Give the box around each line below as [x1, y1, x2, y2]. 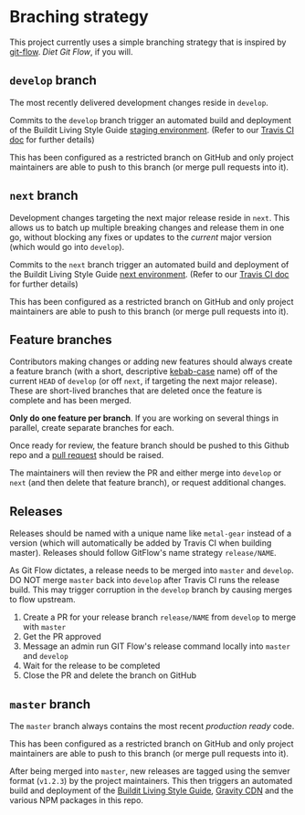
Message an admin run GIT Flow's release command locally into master [22, 641, 290, 652]
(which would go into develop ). [9, 241, 125, 252]
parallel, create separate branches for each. [9, 423, 175, 434]
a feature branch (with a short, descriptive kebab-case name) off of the [9, 366, 279, 377]
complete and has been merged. [9, 395, 132, 406]
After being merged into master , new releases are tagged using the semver [9, 766, 290, 777]
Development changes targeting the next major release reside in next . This [9, 212, 290, 223]
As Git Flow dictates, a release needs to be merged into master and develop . [9, 565, 294, 576]
